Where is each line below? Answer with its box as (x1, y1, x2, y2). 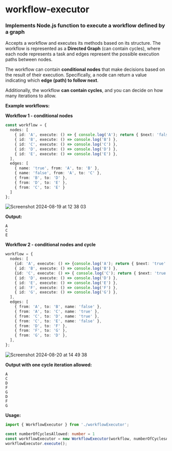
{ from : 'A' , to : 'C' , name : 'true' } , (14, 309, 100, 314)
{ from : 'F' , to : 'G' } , (14, 328, 68, 333)
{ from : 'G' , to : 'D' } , (14, 333, 68, 338)
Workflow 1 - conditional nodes (5, 113, 73, 119)
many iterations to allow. (5, 93, 57, 99)
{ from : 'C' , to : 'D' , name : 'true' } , (14, 314, 100, 319)
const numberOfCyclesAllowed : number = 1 (5, 431, 95, 437)
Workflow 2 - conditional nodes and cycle (5, 242, 96, 248)
